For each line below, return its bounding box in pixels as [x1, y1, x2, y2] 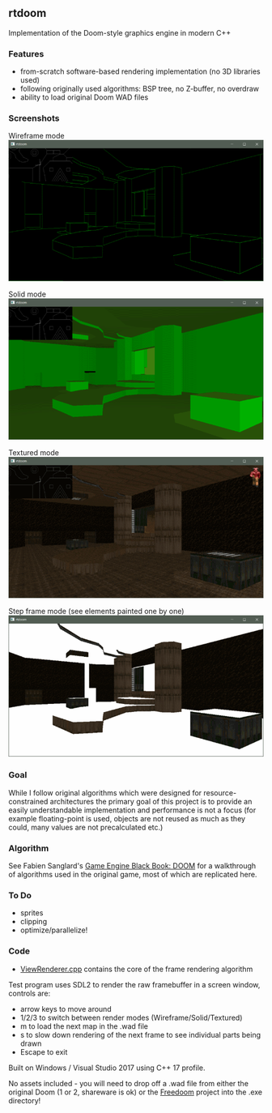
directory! [8, 1095, 41, 1105]
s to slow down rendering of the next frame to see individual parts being [19, 1030, 261, 1039]
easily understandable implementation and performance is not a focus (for [8, 805, 257, 815]
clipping [19, 917, 47, 927]
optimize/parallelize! [19, 925, 88, 935]
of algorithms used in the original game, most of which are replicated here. [8, 869, 257, 879]
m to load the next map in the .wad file [19, 1021, 148, 1031]
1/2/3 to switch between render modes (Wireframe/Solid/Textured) [19, 1013, 243, 1022]
